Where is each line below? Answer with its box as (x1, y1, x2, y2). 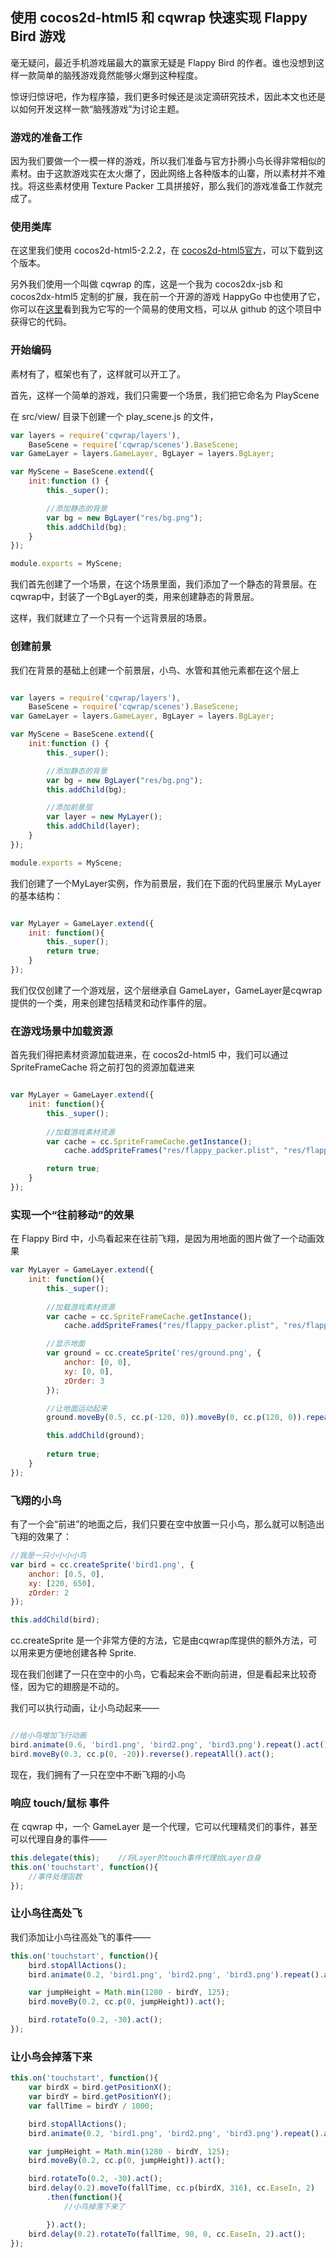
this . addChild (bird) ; (10, 1615, 101, 1625)
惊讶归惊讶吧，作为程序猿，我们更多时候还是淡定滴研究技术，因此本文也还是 (10, 90, 326, 102)
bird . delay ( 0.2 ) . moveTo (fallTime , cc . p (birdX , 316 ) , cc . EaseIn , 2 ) (28, 2183, 316, 2193)
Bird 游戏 (10, 28, 66, 45)
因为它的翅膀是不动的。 (27, 1681, 125, 1693)
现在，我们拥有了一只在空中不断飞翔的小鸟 (10, 1768, 186, 1780)
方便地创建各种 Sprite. (44, 1647, 137, 1659)
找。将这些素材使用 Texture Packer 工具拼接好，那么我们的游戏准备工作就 (10, 180, 315, 192)
